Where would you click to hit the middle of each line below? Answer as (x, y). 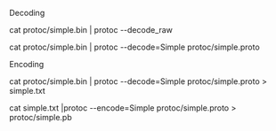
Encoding (27, 64)
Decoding (27, 13)
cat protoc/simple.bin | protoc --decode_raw (91, 30)
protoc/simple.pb (41, 117)
